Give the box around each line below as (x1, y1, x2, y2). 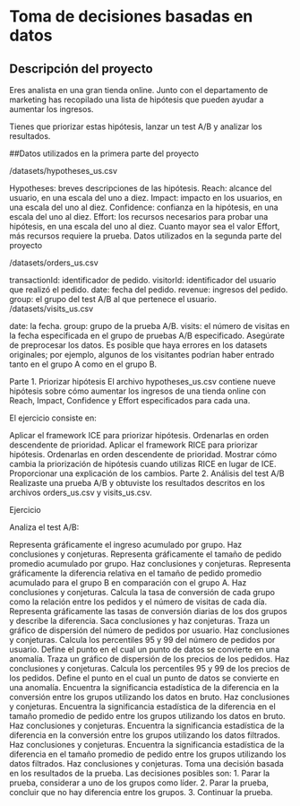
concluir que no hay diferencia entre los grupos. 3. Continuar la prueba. (9, 787, 273, 797)
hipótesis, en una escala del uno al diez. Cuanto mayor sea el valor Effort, (9, 221, 280, 231)
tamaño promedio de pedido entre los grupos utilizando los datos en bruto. (9, 711, 286, 721)
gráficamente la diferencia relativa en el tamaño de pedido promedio (9, 568, 262, 578)
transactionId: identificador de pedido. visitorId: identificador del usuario (9, 275, 277, 285)
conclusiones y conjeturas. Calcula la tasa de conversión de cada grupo (9, 587, 276, 597)
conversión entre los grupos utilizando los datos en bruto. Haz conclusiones (9, 692, 290, 702)
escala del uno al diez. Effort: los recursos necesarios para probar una (9, 212, 269, 221)
